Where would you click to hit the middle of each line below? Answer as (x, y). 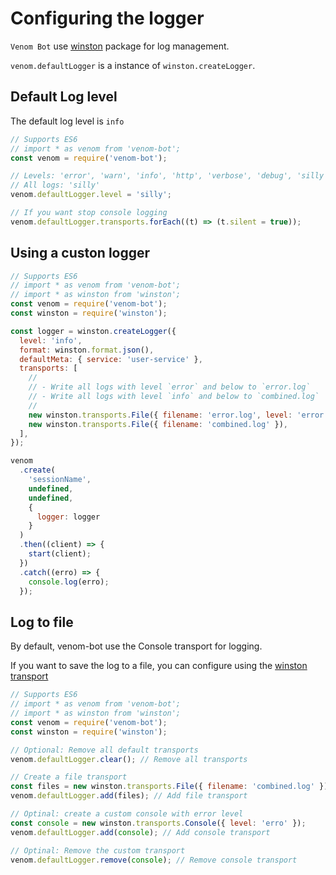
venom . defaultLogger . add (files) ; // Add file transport (129, 796)
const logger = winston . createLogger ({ (93, 331)
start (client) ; (60, 554)
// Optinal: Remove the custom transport (98, 850)
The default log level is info (67, 121)
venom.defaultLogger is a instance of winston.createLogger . (133, 65)
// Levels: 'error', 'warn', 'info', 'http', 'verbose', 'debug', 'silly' (169, 176)
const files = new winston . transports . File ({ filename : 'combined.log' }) (169, 787)
